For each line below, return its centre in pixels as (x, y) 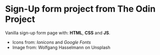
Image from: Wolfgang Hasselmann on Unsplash (61, 47)
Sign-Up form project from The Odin (80, 9)
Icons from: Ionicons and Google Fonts (51, 42)
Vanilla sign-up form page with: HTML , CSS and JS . (58, 33)
